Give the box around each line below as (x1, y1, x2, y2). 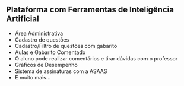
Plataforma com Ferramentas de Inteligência (6, 5, 174, 15)
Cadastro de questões (14, 36, 69, 43)
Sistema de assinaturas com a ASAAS (14, 68, 107, 75)
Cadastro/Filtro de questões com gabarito (14, 42, 118, 49)
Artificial (6, 14, 40, 24)
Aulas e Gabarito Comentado (14, 49, 86, 56)
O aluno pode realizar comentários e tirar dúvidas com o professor (14, 55, 178, 62)
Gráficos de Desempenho (14, 61, 78, 68)
